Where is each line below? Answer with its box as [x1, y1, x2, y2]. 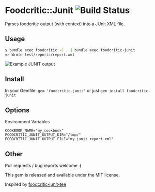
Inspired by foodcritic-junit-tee [5, 181, 66, 187]
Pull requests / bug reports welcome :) [5, 162, 81, 168]
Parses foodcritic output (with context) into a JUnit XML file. [5, 21, 125, 27]
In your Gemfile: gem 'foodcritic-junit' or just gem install [5, 88, 124, 94]
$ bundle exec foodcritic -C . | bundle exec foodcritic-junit [5, 47, 136, 53]
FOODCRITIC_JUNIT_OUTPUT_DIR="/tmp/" [5, 133, 81, 137]
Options [5, 106, 30, 114]
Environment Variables [5, 119, 50, 125]
